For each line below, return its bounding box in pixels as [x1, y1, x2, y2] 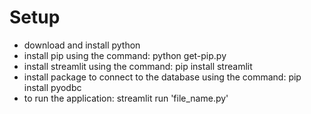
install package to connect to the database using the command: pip [23, 71, 302, 83]
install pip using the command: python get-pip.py [23, 49, 227, 61]
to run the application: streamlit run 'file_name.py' [23, 92, 229, 104]
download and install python [23, 39, 141, 51]
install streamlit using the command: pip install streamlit [23, 60, 253, 72]
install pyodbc [23, 81, 82, 93]
